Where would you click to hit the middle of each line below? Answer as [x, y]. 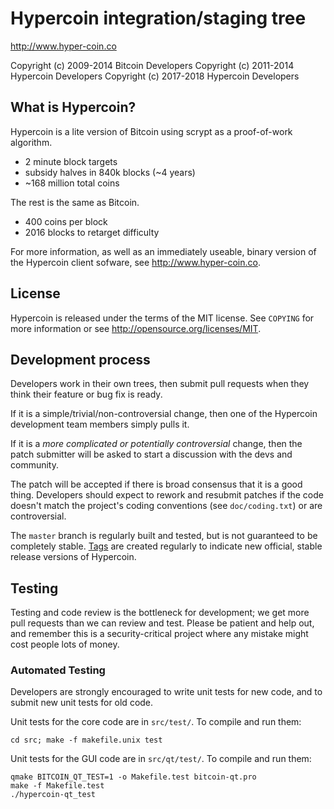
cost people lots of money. [65, 644]
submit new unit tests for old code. [82, 703]
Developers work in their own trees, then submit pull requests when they [160, 384]
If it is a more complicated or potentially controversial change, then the [156, 444]
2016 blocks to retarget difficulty [92, 232]
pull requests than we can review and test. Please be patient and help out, [162, 623]
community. [34, 465]
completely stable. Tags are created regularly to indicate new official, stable [166, 546]
